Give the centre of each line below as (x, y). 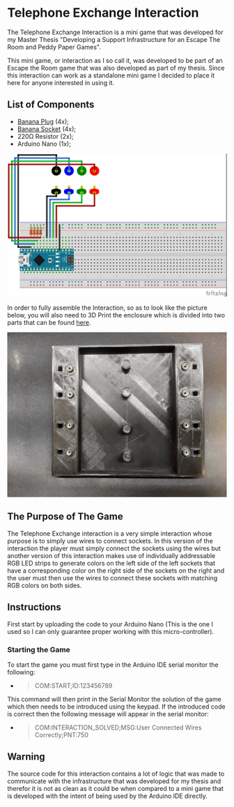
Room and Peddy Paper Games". (54, 47)
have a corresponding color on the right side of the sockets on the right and (116, 571)
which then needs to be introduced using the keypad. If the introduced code (116, 707)
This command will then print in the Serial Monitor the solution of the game (114, 699)
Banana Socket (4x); (47, 129)
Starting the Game (39, 649)
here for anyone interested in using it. (61, 82)
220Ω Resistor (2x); (46, 136)
